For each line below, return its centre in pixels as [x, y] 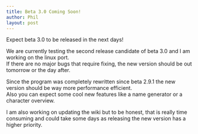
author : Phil [22, 17]
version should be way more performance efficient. [69, 88]
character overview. [31, 101]
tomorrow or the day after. [38, 70]
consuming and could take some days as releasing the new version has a [96, 119]
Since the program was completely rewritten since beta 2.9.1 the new [91, 82]
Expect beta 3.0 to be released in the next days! [65, 40]
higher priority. [24, 125]
